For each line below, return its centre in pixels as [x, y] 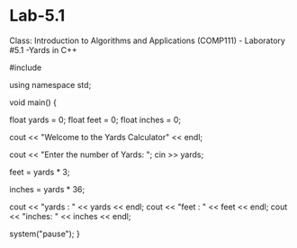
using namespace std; [50, 84]
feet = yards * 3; [40, 172]
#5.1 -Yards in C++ [44, 49]
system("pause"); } [45, 234]
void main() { [33, 102]
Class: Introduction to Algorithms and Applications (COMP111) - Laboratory [148, 40]
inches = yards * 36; [47, 189]
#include [26, 67]
